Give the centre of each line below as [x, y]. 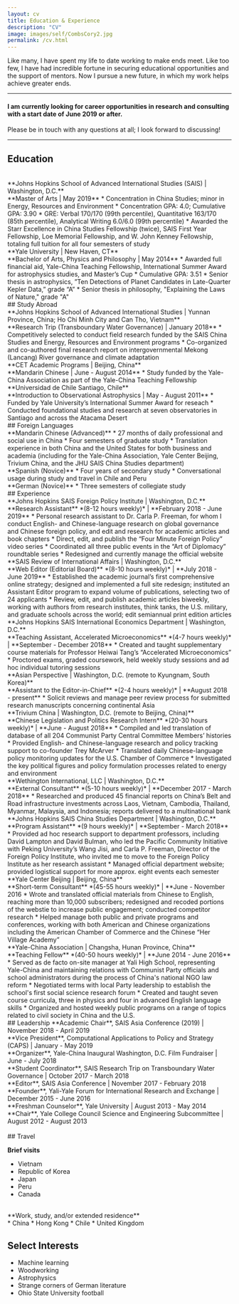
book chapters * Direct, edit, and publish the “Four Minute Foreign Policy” [115, 539]
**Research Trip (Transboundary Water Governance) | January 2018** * [115, 327]
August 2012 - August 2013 [47, 1121]
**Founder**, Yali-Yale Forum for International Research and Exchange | [113, 1091]
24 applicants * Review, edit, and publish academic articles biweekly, [108, 599]
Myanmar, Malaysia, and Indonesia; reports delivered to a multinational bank [119, 811]
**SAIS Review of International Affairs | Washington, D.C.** [95, 562]
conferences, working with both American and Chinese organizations [109, 925]
